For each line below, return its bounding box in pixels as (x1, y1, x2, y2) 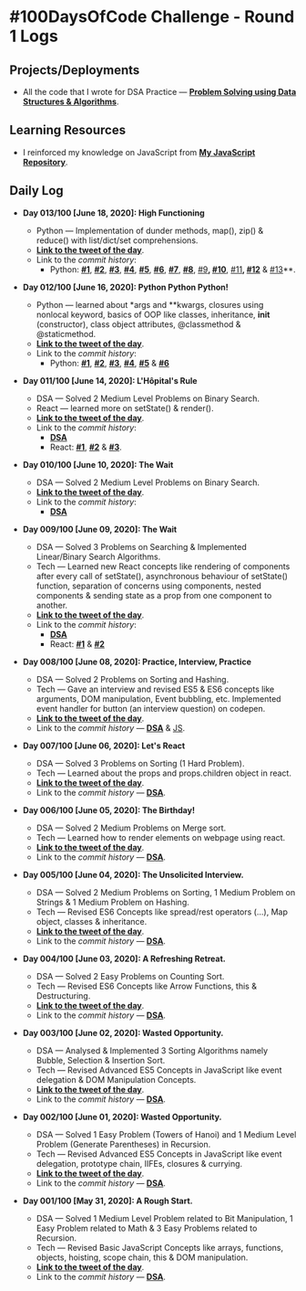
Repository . (22, 156, 68, 167)
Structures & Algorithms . (22, 96, 119, 107)
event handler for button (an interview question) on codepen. (36, 703, 266, 714)
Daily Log (9, 183, 64, 198)
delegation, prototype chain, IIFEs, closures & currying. (36, 1158, 243, 1169)
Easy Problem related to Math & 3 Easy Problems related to (36, 1222, 258, 1233)
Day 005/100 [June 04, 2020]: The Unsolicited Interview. (22, 869, 244, 880)
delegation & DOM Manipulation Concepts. (36, 1074, 197, 1085)
